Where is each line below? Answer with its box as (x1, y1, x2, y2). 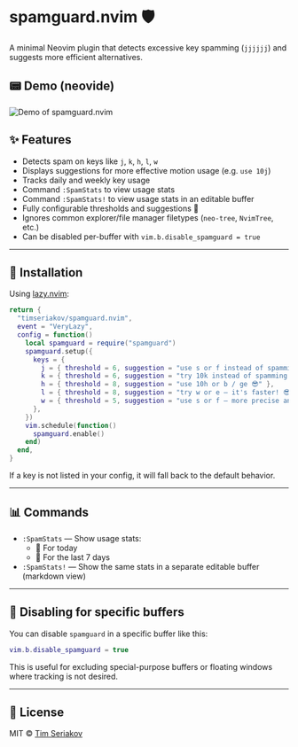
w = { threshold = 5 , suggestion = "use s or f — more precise (41, 396, 280, 405)
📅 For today (35, 542, 78, 553)
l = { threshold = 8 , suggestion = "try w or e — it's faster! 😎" (41, 388, 294, 397)
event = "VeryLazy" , (17, 323, 93, 331)
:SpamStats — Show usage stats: (21, 533, 142, 543)
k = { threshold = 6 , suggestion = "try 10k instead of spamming (41, 371, 288, 381)
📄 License (9, 704, 65, 720)
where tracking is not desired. (9, 671, 118, 681)
